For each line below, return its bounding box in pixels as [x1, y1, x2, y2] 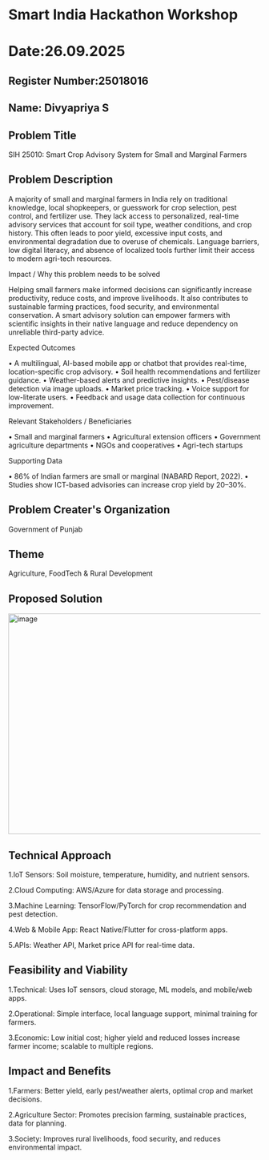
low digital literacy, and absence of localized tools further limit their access [8, 245, 255, 255]
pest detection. [8, 909, 58, 919]
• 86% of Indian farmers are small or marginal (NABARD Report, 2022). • [8, 471, 249, 481]
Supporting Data [8, 456, 62, 465]
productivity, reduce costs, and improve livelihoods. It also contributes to [8, 293, 249, 303]
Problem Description [8, 173, 114, 187]
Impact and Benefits [8, 1065, 111, 1078]
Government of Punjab [8, 524, 83, 534]
